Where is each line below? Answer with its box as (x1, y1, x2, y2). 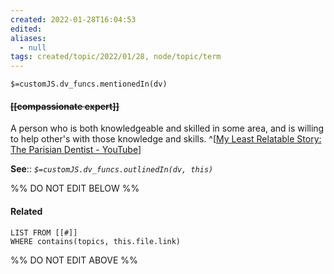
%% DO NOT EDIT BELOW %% (10, 182, 140, 195)
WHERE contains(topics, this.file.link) (10, 236, 182, 246)
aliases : (10, 33, 47, 43)
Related (10, 205, 43, 217)
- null (19, 42, 47, 53)
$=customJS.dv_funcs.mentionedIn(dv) (10, 79, 168, 90)
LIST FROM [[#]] (10, 227, 78, 238)
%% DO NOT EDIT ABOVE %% (10, 254, 138, 266)
